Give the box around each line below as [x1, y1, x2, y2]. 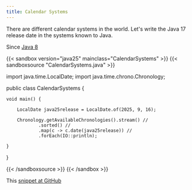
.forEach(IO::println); [38, 132, 97, 138]
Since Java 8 [6, 43, 38, 50]
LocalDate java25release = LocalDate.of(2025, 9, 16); [17, 106, 157, 113]
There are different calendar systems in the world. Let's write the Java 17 [6, 25, 186, 32]
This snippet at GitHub [6, 177, 62, 184]
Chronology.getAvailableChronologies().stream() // [17, 117, 148, 123]
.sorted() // [38, 122, 71, 128]
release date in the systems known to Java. [6, 31, 113, 39]
